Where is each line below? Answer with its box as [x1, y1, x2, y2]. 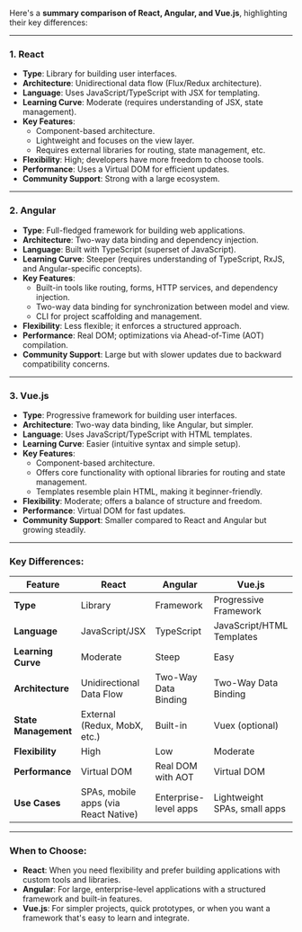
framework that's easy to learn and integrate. [22, 912, 191, 924]
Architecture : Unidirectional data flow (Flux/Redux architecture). [22, 78, 262, 89]
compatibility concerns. [22, 359, 111, 369]
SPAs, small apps [213, 803, 286, 815]
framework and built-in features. [22, 893, 143, 904]
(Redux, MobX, [80, 719, 144, 732]
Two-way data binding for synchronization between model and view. [35, 301, 290, 312]
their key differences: [9, 17, 88, 28]
